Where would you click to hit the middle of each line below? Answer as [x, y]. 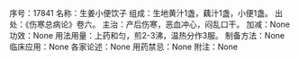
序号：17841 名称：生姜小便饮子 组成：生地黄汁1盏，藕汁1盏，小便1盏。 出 [146, 13]
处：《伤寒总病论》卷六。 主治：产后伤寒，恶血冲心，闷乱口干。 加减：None [150, 24]
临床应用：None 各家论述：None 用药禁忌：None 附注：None [124, 47]
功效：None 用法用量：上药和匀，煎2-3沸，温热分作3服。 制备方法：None [147, 35]
